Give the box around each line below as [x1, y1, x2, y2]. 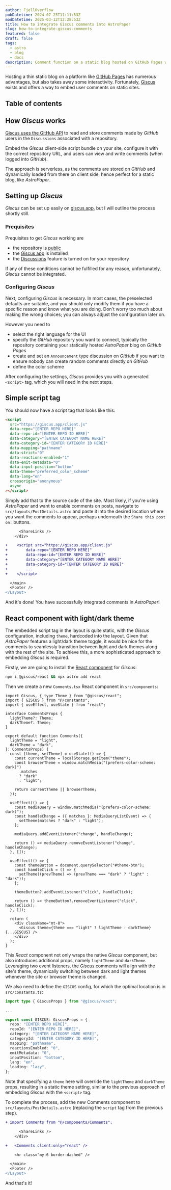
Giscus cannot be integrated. [5, 271, 66, 277]
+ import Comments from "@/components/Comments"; [5, 1120, 113, 1125]
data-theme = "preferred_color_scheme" [10, 469, 90, 474]
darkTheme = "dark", [10, 742, 53, 747]
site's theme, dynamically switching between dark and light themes [5, 968, 147, 974]
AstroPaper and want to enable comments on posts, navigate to [5, 503, 139, 509]
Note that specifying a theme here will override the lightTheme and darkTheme [5, 1078, 165, 1085]
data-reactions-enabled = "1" [10, 455, 70, 460]
